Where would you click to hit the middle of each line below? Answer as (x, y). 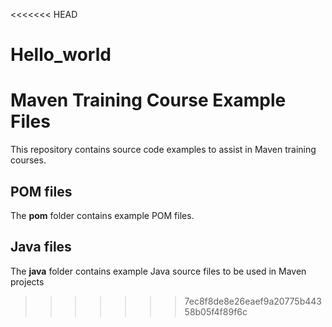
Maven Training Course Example (148, 100)
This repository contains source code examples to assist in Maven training (163, 150)
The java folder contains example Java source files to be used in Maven (158, 271)
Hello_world (61, 55)
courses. (28, 160)
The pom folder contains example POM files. (102, 215)
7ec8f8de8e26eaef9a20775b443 (253, 301)
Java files (41, 247)
